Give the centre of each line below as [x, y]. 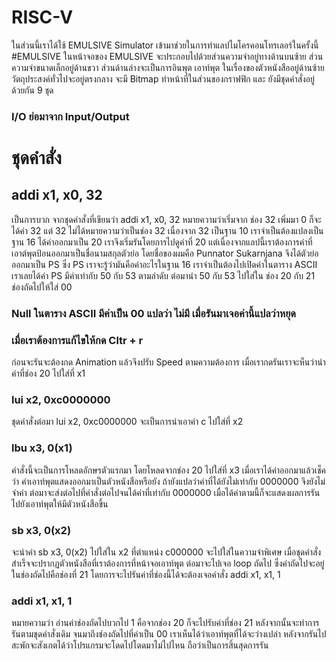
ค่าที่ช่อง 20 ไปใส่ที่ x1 [48, 373]
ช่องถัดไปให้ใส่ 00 [42, 287]
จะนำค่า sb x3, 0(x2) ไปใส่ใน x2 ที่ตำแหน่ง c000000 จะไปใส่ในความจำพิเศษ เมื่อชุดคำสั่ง [166, 552]
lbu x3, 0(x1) [42, 448]
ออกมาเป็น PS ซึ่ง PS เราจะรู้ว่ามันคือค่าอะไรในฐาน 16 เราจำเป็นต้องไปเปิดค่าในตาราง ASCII [164, 264]
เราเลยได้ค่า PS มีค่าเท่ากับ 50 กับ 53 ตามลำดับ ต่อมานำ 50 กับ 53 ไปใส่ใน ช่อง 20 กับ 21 [163, 275]
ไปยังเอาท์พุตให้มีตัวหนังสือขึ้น [60, 503]
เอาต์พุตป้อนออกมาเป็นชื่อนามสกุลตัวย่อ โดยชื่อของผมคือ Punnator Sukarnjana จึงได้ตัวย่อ [165, 253]
